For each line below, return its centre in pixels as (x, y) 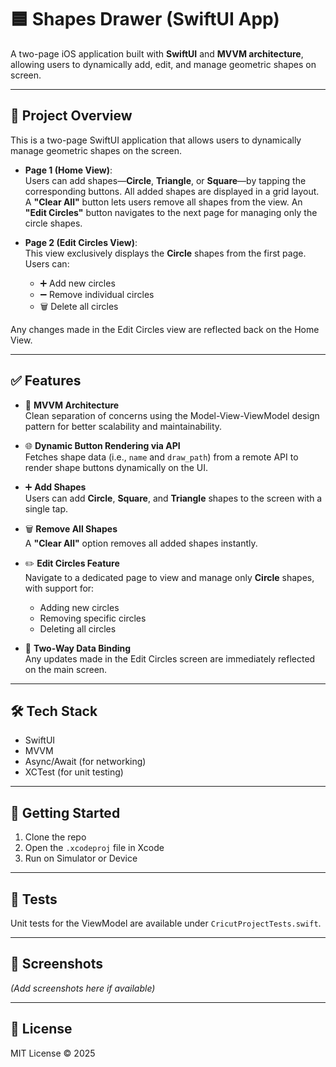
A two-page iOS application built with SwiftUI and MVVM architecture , (157, 53)
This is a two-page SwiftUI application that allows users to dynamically (156, 140)
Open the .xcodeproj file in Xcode (94, 848)
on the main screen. (66, 669)
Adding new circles (79, 607)
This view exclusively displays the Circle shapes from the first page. (165, 253)
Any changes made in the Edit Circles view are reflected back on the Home (165, 329)
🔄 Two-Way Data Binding (78, 648)
